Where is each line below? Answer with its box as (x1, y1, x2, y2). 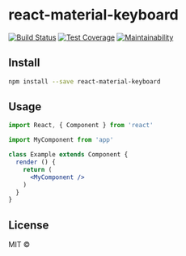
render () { (15, 158, 57, 167)
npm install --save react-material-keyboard (8, 77, 161, 86)
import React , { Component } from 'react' (8, 122, 154, 130)
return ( (23, 165, 53, 173)
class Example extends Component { (8, 151, 129, 159)
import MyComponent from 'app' (8, 136, 114, 144)
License (8, 218, 49, 232)
